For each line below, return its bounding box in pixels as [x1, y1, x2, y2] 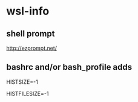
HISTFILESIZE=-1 [6, 90, 49, 97]
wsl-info [6, 4, 50, 18]
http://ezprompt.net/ [6, 44, 57, 52]
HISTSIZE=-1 [6, 78, 38, 86]
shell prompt [6, 29, 55, 39]
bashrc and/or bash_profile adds [6, 62, 133, 72]
